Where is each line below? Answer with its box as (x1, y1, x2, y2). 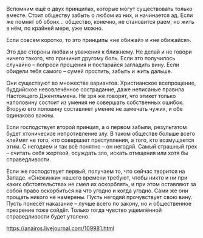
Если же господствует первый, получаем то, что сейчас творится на (6, 167, 185, 175)
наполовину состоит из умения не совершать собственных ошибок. (6, 99, 184, 106)
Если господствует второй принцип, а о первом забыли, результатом (6, 124, 187, 130)
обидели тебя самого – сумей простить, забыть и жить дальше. (6, 68, 173, 75)
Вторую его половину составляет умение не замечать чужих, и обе (6, 105, 184, 112)
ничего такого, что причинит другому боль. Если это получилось (6, 55, 176, 61)
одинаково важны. (6, 112, 55, 119)
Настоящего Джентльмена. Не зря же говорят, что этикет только (6, 93, 176, 99)
